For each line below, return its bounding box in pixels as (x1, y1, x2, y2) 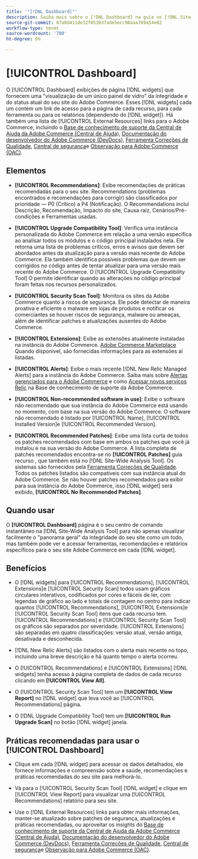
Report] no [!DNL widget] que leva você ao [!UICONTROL (14, 694, 155, 702)
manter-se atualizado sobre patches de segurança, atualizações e (14, 815, 176, 822)
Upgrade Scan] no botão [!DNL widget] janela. (14, 719, 128, 726)
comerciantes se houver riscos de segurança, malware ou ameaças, (14, 311, 181, 318)
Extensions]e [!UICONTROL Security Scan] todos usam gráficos (14, 585, 170, 592)
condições (14, 213, 41, 220)
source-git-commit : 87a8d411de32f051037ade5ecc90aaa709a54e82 (6, 19, 162, 25)
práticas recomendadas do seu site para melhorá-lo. (14, 773, 143, 781)
